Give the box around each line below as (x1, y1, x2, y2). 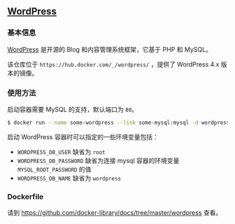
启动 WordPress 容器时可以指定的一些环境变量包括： (7, 132, 159, 141)
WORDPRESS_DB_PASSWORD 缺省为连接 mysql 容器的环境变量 (17, 156, 180, 164)
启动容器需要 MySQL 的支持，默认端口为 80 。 (7, 105, 138, 113)
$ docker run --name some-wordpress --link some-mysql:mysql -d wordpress (7, 119, 230, 126)
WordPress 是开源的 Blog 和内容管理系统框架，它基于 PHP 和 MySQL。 (7, 45, 212, 53)
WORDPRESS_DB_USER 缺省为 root (17, 147, 106, 156)
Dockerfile (7, 192, 44, 202)
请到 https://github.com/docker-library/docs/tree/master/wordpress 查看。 (7, 209, 222, 217)
